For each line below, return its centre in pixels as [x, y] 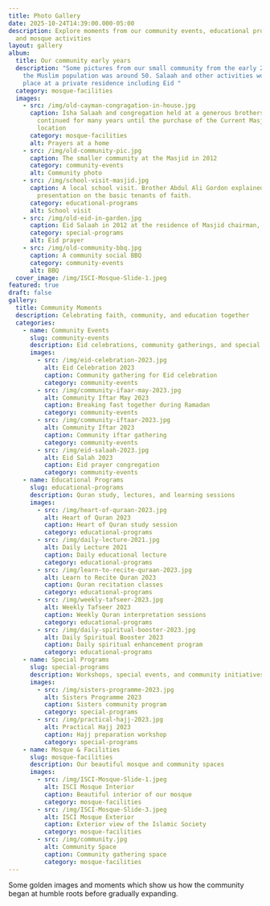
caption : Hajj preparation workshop [105, 734]
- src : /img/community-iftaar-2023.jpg [104, 420]
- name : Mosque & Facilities [72, 750]
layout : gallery [35, 46]
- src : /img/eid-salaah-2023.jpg [93, 450]
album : [19, 53]
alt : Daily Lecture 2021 [86, 548]
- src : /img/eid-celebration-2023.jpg [102, 360]
